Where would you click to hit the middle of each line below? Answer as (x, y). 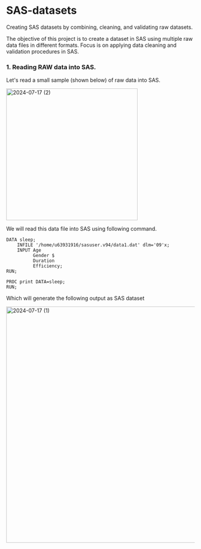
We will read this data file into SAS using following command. (82, 229)
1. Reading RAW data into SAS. (51, 67)
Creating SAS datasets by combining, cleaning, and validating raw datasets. (100, 27)
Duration (44, 261)
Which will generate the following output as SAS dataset (75, 299)
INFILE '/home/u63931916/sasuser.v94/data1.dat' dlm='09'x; (93, 245)
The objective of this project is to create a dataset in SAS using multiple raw (100, 38)
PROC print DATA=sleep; (36, 282)
